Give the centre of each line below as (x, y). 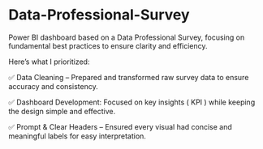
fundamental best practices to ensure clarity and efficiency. (108, 45)
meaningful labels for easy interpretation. (77, 136)
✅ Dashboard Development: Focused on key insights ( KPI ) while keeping (132, 102)
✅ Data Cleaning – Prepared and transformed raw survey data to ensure (129, 77)
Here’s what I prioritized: (49, 62)
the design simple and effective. (62, 111)
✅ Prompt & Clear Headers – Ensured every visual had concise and (121, 126)
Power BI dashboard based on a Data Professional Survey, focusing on (127, 37)
